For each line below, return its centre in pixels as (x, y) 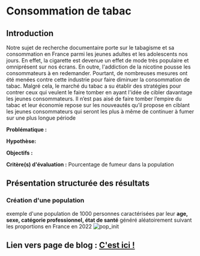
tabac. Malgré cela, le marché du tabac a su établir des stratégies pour (94, 86)
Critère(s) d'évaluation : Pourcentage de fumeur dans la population (90, 164)
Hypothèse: (21, 141)
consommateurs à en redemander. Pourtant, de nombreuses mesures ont (97, 73)
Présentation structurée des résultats (78, 184)
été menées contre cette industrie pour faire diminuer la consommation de (98, 80)
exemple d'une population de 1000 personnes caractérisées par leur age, (97, 213)
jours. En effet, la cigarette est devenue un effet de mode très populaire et (98, 60)
